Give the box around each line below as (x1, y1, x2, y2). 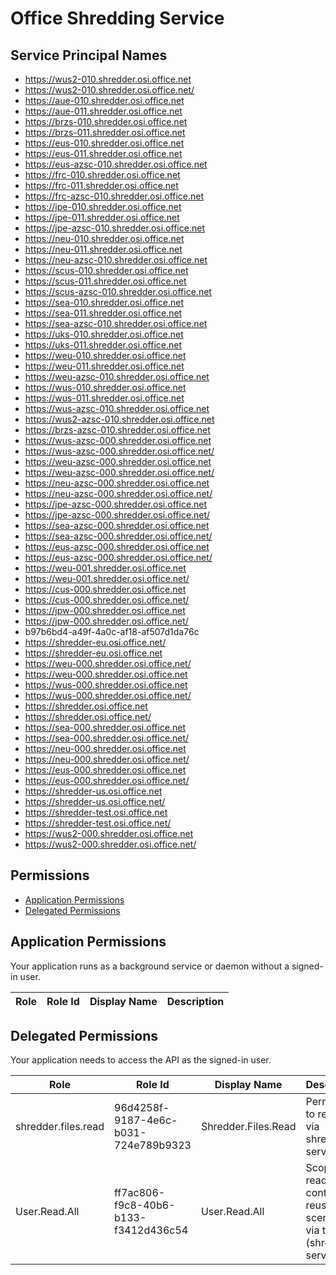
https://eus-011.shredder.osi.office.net (24, 148, 183, 159)
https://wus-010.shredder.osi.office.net (24, 382, 187, 393)
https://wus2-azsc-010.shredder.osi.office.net (24, 413, 215, 425)
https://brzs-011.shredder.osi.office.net (24, 127, 186, 138)
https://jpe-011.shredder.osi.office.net (24, 212, 180, 223)
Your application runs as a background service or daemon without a (10, 960, 290, 972)
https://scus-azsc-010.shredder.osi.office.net (24, 286, 212, 297)
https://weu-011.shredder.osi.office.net (24, 360, 185, 372)
